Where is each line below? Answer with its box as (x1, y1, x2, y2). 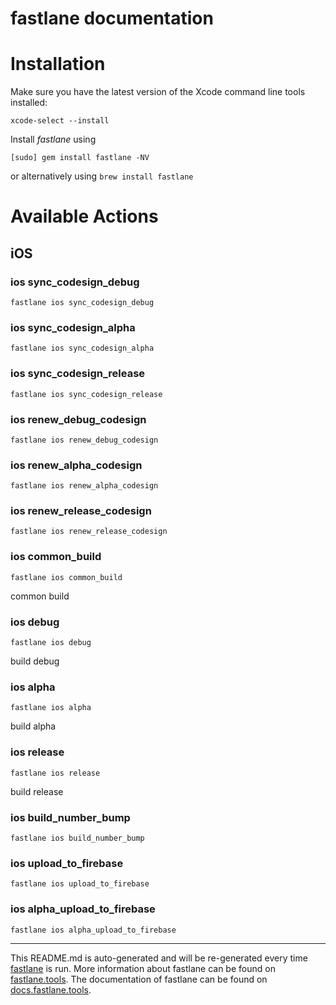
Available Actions (10, 205, 159, 228)
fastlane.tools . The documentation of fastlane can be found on (10, 973, 268, 985)
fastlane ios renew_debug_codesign (10, 435, 159, 445)
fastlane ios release (10, 768, 101, 778)
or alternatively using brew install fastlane (10, 170, 194, 182)
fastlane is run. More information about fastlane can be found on (10, 962, 276, 974)
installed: (10, 97, 48, 109)
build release (10, 785, 64, 797)
